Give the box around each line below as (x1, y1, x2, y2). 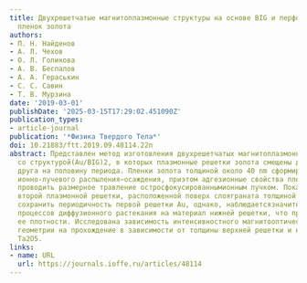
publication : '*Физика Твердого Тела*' (9, 132, 162, 141)
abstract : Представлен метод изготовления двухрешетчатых (9, 149, 235, 158)
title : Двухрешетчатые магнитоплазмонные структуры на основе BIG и (9, 13, 276, 23)
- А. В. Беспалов (9, 65, 76, 74)
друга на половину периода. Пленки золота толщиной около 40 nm (17, 166, 268, 175)
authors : (9, 30, 43, 39)
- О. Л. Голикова (9, 56, 76, 65)
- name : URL (9, 251, 55, 260)
